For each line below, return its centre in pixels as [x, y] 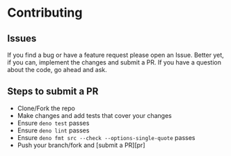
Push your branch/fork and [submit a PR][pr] [81, 145]
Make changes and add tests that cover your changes [94, 115]
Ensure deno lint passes [53, 130]
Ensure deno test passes [53, 123]
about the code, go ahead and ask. [57, 70]
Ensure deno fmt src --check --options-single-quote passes [106, 137]
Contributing [45, 13]
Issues [22, 38]
